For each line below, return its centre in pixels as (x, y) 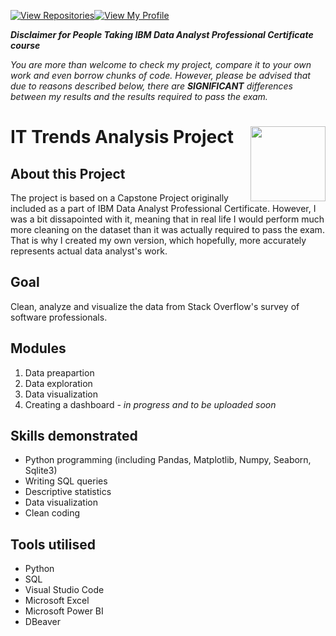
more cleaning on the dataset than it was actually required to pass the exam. (167, 229)
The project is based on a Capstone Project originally (119, 198)
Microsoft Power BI (64, 611)
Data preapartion (59, 372)
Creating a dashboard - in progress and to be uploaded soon (150, 404)
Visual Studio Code (64, 590)
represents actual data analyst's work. (89, 251)
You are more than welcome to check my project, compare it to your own (161, 64)
